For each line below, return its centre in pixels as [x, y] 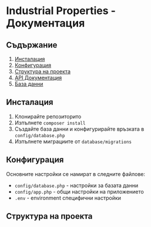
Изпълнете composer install [50, 123]
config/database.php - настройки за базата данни [76, 185]
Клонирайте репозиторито [48, 116]
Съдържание [32, 45]
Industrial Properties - [61, 11]
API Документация [38, 78]
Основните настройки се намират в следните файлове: [76, 174]
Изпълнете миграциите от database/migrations [73, 141]
